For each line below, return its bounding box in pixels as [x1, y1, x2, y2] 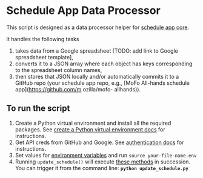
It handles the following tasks [6, 35, 80, 42]
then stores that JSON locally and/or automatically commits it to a [15, 73, 179, 80]
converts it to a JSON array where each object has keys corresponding [15, 60, 193, 67]
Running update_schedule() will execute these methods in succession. [15, 158, 191, 165]
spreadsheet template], [15, 53, 74, 61]
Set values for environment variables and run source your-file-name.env [15, 151, 197, 159]
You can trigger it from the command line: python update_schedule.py [15, 164, 189, 171]
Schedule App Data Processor [6, 4, 161, 18]
